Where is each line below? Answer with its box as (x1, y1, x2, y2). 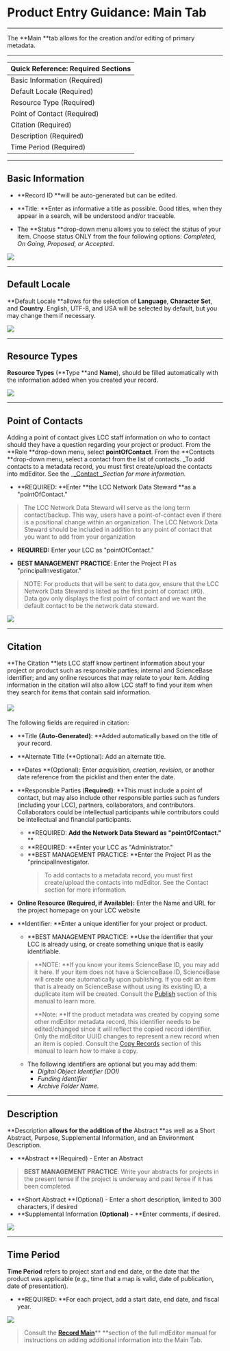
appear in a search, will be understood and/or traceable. (16, 211, 176, 220)
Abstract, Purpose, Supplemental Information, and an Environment (7, 1134, 194, 1142)
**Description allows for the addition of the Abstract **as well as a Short (7, 1126, 216, 1135)
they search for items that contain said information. (7, 688, 151, 696)
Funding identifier (37, 1075, 88, 1083)
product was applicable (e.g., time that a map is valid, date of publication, (7, 1274, 214, 1282)
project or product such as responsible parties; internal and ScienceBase (7, 666, 213, 674)
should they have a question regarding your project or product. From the (7, 441, 211, 449)
